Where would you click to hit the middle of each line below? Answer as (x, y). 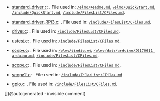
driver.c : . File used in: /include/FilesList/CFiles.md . (66, 31)
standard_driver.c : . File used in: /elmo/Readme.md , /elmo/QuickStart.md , (83, 7)
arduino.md (23, 56)
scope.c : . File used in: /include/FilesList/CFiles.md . (66, 65)
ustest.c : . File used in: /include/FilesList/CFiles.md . (66, 41)
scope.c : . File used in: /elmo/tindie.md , (52, 50)
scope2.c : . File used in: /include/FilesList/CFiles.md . (68, 75)
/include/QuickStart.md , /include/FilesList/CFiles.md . (68, 12)
